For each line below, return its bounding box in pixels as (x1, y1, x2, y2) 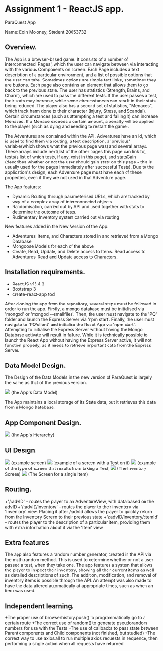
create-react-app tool (12, 291, 56, 297)
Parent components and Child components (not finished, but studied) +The (5, 631, 156, 636)
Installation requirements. (5, 268, 85, 276)
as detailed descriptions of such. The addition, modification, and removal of (5, 572, 157, 578)
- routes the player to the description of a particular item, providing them (5, 519, 150, 525)
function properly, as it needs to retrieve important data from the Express (5, 342, 152, 348)
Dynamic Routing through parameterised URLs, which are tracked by (12, 193, 150, 199)
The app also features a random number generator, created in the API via (5, 551, 152, 557)
